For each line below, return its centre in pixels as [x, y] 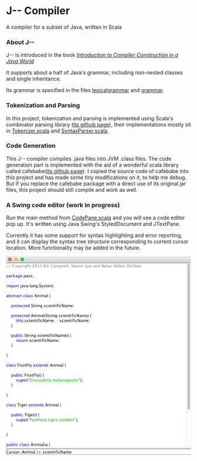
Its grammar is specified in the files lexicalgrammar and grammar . [85, 90]
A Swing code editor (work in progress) [63, 205]
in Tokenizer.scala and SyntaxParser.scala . [58, 131]
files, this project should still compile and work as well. [72, 189]
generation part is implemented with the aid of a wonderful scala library [92, 165]
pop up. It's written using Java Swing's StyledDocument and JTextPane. [93, 224]
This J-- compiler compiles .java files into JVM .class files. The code [89, 158]
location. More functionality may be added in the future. [73, 248]
